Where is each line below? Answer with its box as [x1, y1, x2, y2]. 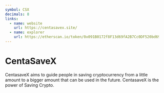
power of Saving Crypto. [5, 82, 55, 88]
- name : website [9, 21, 42, 26]
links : [5, 16, 19, 21]
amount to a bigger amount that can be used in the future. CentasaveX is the [5, 77, 159, 83]
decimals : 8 [5, 12, 29, 17]
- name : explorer [9, 30, 45, 35]
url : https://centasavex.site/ [14, 25, 78, 30]
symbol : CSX [5, 7, 29, 12]
